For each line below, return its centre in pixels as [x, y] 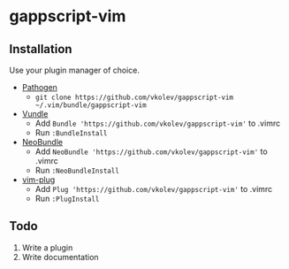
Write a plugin [47, 247]
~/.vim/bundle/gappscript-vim [91, 105]
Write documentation [60, 257]
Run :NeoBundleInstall [77, 170]
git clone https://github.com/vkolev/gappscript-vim [134, 97]
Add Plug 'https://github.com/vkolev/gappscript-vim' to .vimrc [154, 189]
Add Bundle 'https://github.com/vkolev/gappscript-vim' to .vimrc [158, 123]
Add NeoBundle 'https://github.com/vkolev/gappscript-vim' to [151, 151]
